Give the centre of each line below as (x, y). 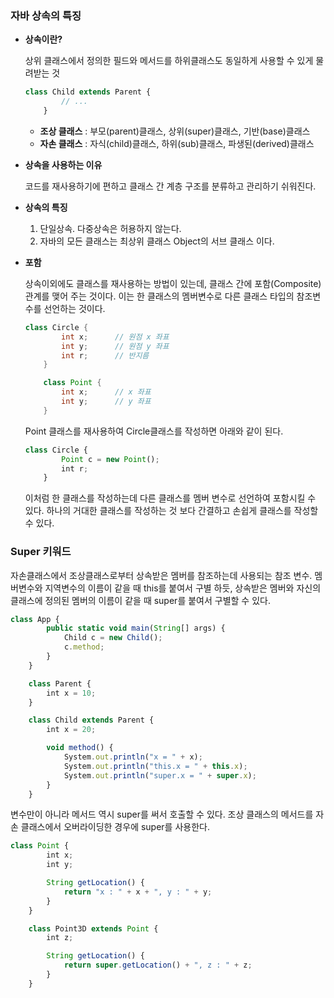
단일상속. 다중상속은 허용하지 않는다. (110, 228)
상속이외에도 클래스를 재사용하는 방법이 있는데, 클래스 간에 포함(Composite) (173, 283)
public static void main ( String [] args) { (136, 628)
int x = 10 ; (71, 693)
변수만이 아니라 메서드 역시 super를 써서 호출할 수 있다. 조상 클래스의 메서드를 (162, 814)
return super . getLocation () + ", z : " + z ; (158, 965)
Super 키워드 (41, 552)
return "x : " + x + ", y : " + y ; (138, 892)
